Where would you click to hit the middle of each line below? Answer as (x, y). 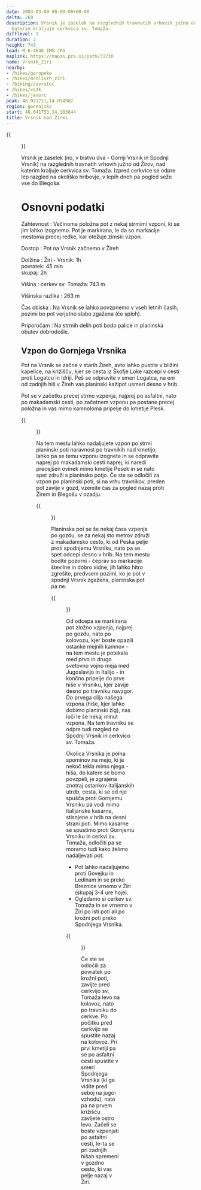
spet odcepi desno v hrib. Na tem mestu (100, 554)
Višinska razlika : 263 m (51, 296)
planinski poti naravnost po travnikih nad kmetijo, (97, 449)
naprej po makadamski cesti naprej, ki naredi (91, 462)
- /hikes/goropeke (29, 73)
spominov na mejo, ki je (95, 760)
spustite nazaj (98, 1035)
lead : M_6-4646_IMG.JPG (36, 51)
